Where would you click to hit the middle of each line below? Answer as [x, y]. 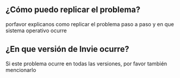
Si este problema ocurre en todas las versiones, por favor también [86, 63]
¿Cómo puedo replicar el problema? [73, 10]
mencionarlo [21, 70]
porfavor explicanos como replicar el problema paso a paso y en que [90, 24]
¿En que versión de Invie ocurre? [67, 49]
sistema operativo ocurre [36, 30]
